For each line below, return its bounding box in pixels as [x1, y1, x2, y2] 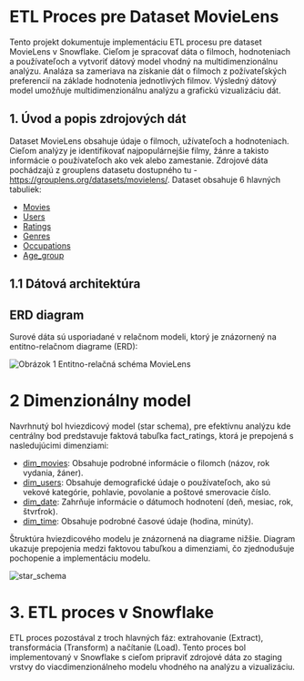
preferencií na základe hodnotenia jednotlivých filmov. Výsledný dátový [9, 75, 278, 86]
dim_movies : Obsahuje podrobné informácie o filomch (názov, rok [22, 457, 270, 468]
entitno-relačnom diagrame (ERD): [9, 340, 138, 351]
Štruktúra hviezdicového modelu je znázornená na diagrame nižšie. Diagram [9, 533, 296, 544]
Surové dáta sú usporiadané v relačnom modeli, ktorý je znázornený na [9, 330, 277, 342]
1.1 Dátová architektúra [9, 276, 141, 292]
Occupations [22, 239, 71, 251]
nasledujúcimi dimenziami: [9, 440, 109, 451]
